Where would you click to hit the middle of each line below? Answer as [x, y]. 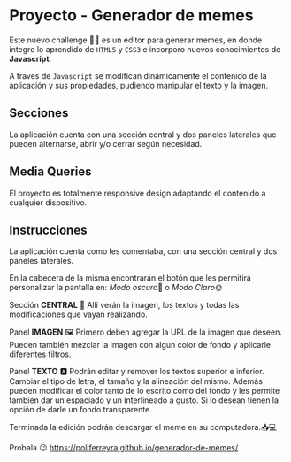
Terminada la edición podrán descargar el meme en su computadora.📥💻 [143, 427]
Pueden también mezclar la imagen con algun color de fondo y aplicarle [140, 345]
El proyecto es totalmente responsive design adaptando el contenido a [138, 193]
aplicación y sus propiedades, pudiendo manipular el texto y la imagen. [138, 85]
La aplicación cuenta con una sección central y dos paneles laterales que [143, 135]
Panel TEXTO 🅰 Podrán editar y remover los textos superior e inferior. [137, 372]
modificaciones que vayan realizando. [78, 314]
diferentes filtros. [40, 354]
